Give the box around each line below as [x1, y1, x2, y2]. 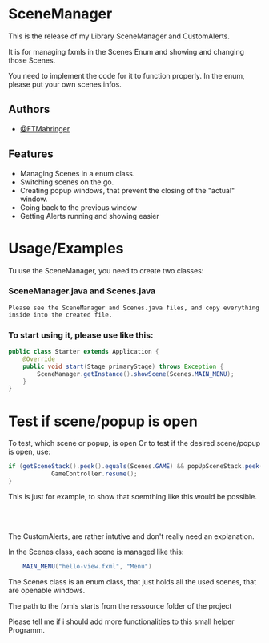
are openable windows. [8, 585, 86, 595]
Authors [8, 103, 50, 116]
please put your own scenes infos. [8, 79, 122, 89]
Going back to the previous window [19, 202, 138, 212]
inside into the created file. [8, 310, 113, 319]
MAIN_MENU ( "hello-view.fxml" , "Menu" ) [22, 562, 152, 570]
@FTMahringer [19, 123, 70, 133]
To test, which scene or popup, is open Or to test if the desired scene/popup [8, 439, 261, 448]
